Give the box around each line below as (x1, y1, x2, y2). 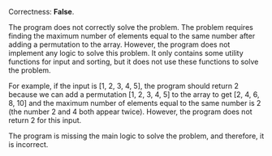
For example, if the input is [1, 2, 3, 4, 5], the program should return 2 (8, 81, 240, 91)
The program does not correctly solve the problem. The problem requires (8, 23, 253, 32)
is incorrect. (8, 140, 49, 149)
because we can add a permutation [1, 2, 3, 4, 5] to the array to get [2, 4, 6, (8, 90, 260, 99)
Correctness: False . (8, 7, 75, 16)
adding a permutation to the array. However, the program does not (8, 40, 231, 49)
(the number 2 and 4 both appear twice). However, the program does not (8, 107, 253, 116)
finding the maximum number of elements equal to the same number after (8, 32, 256, 40)
